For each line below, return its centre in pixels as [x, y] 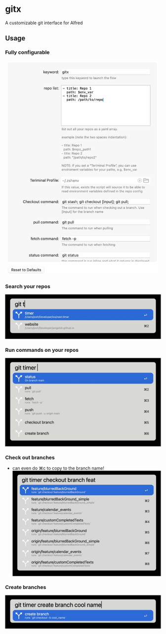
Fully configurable [27, 52]
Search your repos [28, 287]
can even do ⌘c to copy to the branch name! [58, 468]
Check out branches [30, 457]
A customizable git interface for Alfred [44, 23]
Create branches [26, 587]
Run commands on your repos [42, 350]
